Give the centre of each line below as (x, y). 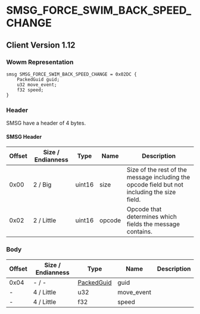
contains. (140, 232)
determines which (152, 217)
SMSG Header (24, 136)
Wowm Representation (40, 62)
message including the (159, 178)
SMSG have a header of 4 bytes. (46, 123)
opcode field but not (155, 185)
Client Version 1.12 (41, 45)
